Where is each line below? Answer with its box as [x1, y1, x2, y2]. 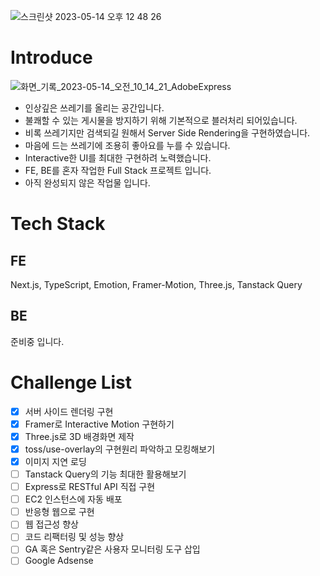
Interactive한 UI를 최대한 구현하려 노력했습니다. [24, 151, 212, 164]
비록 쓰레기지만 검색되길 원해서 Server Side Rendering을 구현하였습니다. [24, 126, 311, 139]
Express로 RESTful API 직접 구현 [24, 481, 156, 493]
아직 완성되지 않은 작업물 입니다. [24, 176, 151, 189]
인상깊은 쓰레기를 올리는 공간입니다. [24, 101, 165, 114]
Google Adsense [24, 555, 94, 567]
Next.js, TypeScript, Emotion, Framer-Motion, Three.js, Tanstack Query [10, 278, 303, 290]
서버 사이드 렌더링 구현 [24, 405, 114, 417]
